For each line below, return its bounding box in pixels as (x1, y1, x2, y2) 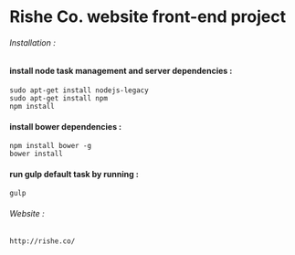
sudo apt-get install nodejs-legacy (9, 86, 149, 95)
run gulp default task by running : (9, 168, 139, 179)
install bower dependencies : (9, 121, 121, 132)
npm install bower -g (9, 142, 92, 151)
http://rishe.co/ (9, 236, 76, 246)
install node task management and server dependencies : (9, 66, 233, 77)
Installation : (9, 37, 57, 48)
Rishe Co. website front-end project (9, 6, 286, 27)
